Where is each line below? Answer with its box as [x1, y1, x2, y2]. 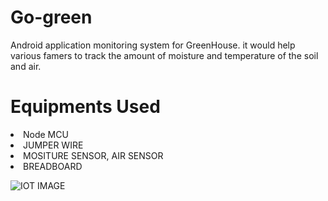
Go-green [10, 6, 93, 29]
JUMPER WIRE [23, 139, 84, 151]
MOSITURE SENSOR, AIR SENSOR [23, 149, 164, 161]
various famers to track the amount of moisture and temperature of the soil [10, 49, 319, 61]
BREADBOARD [23, 160, 83, 172]
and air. [10, 60, 42, 72]
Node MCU [23, 128, 69, 140]
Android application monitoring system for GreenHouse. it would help [10, 39, 296, 51]
